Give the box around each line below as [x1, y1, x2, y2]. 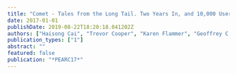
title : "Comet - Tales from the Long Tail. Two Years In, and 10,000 [7, 10, 217, 18]
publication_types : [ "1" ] [7, 37, 83, 44]
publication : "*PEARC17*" [7, 56, 83, 63]
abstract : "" [7, 43, 46, 50]
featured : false [7, 50, 55, 57]
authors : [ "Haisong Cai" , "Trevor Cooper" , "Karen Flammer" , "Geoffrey [7, 30, 222, 37]
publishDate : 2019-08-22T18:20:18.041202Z [7, 23, 134, 30]
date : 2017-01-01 [7, 17, 59, 24]
